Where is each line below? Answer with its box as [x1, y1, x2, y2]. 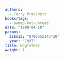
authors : [5, 7, 23, 12]
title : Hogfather [5, 43, 40, 48]
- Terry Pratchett [9, 12, 47, 16]
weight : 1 [5, 47, 25, 52]
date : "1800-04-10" [5, 25, 45, 30]
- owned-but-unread [9, 20, 49, 26]
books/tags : [5, 16, 29, 21]
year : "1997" [9, 39, 36, 44]
